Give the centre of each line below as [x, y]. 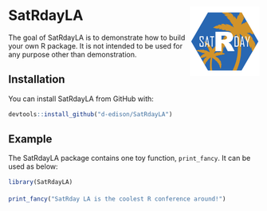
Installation [37, 79]
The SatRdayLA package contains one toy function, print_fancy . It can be [130, 158]
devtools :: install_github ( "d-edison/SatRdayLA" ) [90, 114]
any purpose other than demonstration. [73, 54]
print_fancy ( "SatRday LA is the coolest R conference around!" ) [117, 199]
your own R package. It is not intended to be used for [96, 45]
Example [30, 139]
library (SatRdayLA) [41, 182]
